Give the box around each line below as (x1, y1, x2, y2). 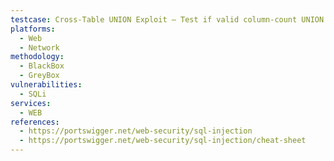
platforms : (10, 24, 56, 34)
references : (10, 117, 60, 127)
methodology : (10, 52, 65, 62)
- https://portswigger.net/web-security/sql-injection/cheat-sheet (19, 136, 307, 146)
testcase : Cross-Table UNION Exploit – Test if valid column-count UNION (10, 14, 325, 25)
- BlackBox (19, 61, 65, 71)
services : (10, 98, 52, 108)
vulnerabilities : (10, 80, 83, 90)
